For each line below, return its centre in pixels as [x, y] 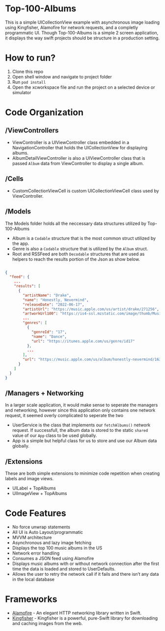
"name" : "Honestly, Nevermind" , [56, 300]
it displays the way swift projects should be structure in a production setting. [82, 38]
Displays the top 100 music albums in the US [57, 548]
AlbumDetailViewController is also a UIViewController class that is [79, 158]
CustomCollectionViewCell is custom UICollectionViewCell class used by [85, 191]
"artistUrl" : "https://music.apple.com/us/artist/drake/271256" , [91, 309]
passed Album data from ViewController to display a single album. [78, 163]
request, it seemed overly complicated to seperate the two [64, 416]
